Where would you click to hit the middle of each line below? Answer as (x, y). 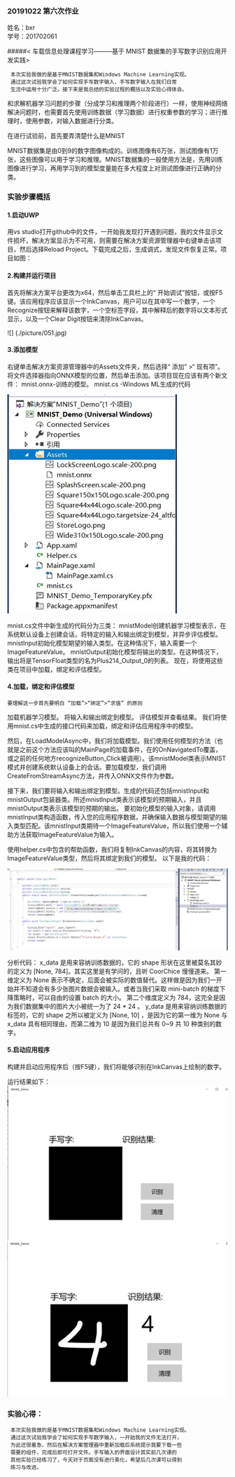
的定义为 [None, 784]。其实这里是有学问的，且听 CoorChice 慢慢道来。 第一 (117, 971)
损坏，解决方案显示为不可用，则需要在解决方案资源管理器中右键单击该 (114, 240)
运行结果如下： (29, 1082)
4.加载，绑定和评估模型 (41, 687)
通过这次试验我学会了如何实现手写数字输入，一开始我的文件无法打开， (96, 1438)
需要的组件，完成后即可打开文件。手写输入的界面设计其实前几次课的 (93, 1452)
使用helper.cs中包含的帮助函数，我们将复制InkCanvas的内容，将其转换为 (112, 850)
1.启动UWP (23, 215)
